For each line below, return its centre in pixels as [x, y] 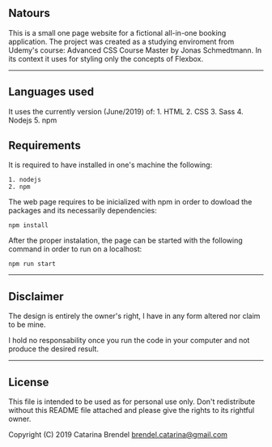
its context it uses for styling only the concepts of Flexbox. [106, 58]
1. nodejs [25, 180]
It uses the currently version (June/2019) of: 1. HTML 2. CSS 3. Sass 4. [126, 111]
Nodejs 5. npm [33, 120]
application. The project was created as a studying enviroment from [121, 41]
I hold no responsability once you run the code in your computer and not [129, 341]
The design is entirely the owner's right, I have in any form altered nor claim [134, 316]
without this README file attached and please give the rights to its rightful [132, 410]
